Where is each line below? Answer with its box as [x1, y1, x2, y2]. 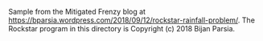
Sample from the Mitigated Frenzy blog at [8, 7, 146, 16]
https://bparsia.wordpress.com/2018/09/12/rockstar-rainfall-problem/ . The [8, 15, 256, 25]
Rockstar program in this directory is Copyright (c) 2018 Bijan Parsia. [8, 24, 236, 33]
